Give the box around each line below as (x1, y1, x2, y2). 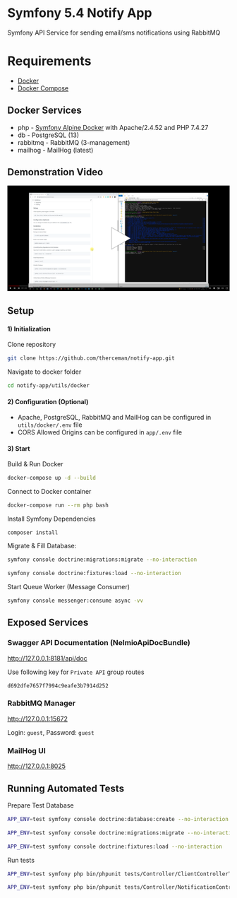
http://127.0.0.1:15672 (7, 714, 68, 723)
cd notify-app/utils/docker (7, 382, 90, 389)
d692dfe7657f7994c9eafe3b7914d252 (7, 682, 109, 690)
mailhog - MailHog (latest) (17, 146, 94, 154)
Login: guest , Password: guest (7, 728, 95, 736)
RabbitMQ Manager (7, 698, 76, 708)
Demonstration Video (7, 166, 104, 178)
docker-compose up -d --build (7, 475, 97, 482)
